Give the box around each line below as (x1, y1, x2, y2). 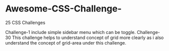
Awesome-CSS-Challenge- (5, 3, 122, 14)
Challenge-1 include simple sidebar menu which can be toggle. (5, 29, 136, 35)
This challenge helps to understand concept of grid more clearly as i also (12, 34, 164, 40)
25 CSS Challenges (5, 19, 45, 25)
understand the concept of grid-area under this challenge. (5, 39, 127, 45)
